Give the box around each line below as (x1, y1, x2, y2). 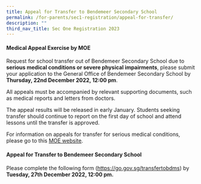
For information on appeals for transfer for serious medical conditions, (6, 130, 181, 138)
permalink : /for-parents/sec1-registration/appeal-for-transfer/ (6, 14, 173, 20)
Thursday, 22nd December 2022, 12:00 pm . (6, 76, 118, 84)
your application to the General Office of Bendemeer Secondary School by (6, 70, 191, 78)
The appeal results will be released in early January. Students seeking (6, 106, 180, 114)
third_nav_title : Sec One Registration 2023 (6, 25, 120, 32)
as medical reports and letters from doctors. (6, 94, 116, 102)
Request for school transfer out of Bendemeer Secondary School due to (6, 58, 185, 65)
